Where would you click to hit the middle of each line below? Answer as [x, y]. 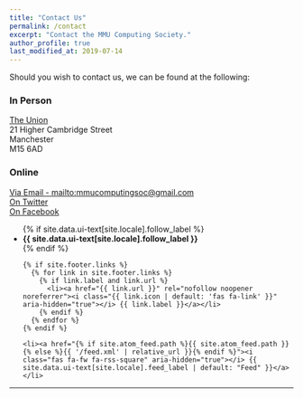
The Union [29, 120]
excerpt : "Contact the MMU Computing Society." [101, 34]
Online [24, 173]
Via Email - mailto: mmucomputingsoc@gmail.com [102, 192]
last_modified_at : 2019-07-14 [66, 52]
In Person [31, 100]
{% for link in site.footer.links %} [102, 272]
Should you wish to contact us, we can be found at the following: [130, 77]
